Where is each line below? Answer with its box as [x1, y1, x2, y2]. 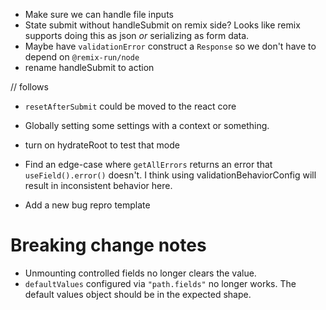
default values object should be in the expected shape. [24, 288, 252, 300]
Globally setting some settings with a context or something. [24, 120, 270, 131]
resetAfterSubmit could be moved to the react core [24, 100, 237, 112]
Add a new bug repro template [24, 199, 151, 211]
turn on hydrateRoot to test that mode [24, 139, 180, 151]
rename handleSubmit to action [24, 62, 155, 73]
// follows [10, 81, 49, 93]
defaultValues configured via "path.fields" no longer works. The [24, 277, 297, 289]
